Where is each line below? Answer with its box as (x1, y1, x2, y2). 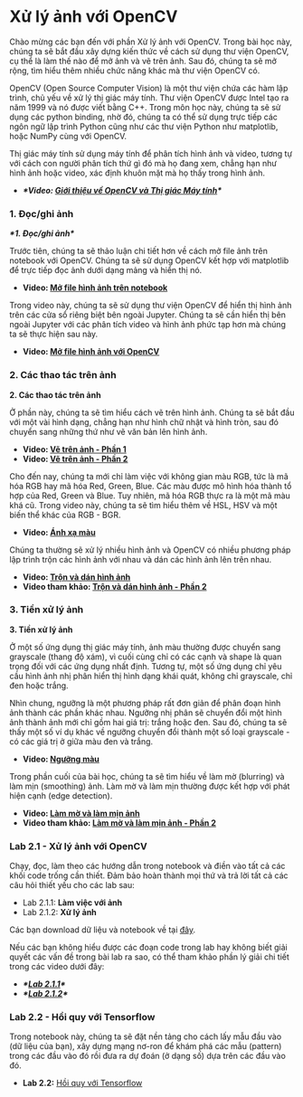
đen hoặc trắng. (9, 680, 70, 691)
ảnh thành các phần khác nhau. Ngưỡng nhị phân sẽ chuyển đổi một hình (9, 707, 282, 718)
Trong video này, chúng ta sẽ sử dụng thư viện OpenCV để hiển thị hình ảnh (9, 300, 292, 311)
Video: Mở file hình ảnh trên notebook (22, 282, 168, 293)
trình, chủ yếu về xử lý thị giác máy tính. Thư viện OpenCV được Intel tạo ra (9, 92, 289, 103)
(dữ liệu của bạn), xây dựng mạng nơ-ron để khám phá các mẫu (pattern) (9, 1041, 282, 1052)
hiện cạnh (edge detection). (9, 790, 113, 801)
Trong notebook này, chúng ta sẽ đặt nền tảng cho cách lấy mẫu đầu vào (9, 1031, 282, 1042)
